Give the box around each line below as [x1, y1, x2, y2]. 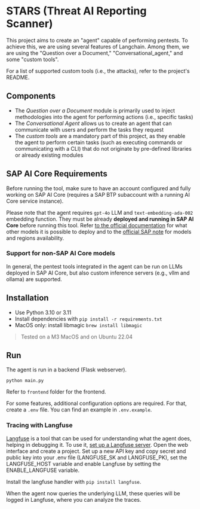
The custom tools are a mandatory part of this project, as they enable [14, 132, 186, 139]
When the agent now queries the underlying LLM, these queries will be [6, 489, 180, 497]
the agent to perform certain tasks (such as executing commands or [14, 139, 183, 146]
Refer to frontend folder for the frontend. [6, 388, 106, 395]
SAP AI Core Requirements [6, 169, 107, 179]
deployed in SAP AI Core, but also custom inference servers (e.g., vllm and [6, 269, 190, 276]
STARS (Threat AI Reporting [6, 4, 147, 18]
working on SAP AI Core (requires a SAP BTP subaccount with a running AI [6, 191, 190, 198]
